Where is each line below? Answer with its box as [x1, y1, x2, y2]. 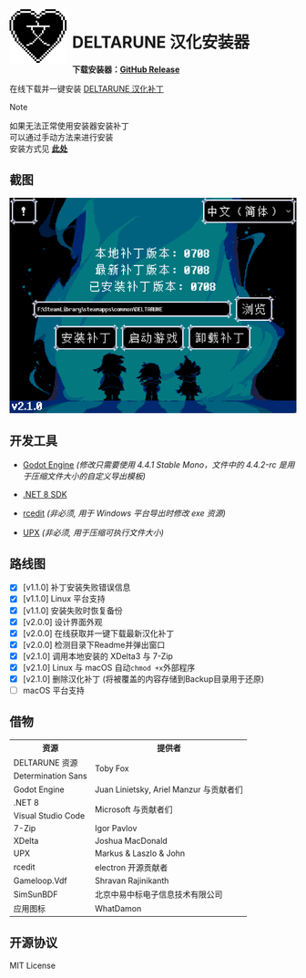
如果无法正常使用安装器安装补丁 [9, 120, 129, 131]
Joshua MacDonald [95, 836, 168, 847]
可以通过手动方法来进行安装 [9, 131, 114, 142]
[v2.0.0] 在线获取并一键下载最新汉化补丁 [22, 627, 175, 639]
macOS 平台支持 [22, 685, 85, 695]
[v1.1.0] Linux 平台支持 [22, 593, 106, 604]
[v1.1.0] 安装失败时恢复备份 [22, 604, 123, 616]
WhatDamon [95, 902, 142, 913]
